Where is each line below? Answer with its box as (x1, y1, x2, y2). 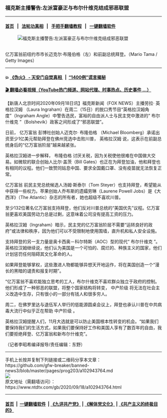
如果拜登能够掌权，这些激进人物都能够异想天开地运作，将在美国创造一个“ (5, 262, 156, 268)
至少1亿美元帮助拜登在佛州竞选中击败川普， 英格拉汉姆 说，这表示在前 (9, 136, 153, 142)
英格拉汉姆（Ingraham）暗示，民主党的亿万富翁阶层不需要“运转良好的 (5, 222, 149, 228)
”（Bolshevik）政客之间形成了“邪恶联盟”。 (19, 119, 106, 125)
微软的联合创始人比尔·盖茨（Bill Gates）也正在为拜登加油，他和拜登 (18, 159, 157, 165)
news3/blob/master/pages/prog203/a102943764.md (5, 368, 113, 374)
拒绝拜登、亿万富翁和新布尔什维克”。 (13, 331, 90, 337)
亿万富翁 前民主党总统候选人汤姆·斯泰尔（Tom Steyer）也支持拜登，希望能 (5, 182, 158, 188)
